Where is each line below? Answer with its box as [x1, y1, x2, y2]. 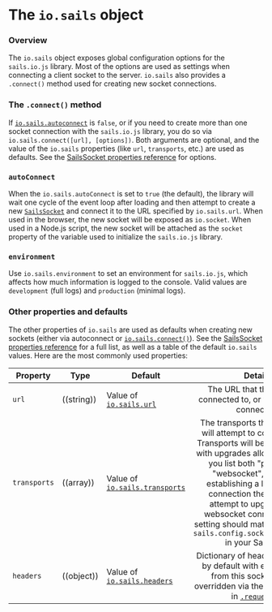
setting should [193, 518, 249, 529]
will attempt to [201, 427, 256, 438]
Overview [8, 35, 48, 46]
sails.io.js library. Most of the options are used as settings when [8, 62, 231, 71]
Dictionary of [196, 550, 246, 561]
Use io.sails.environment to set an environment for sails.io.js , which [8, 269, 249, 278]
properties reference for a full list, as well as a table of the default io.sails [8, 342, 257, 351]
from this [210, 570, 245, 581]
